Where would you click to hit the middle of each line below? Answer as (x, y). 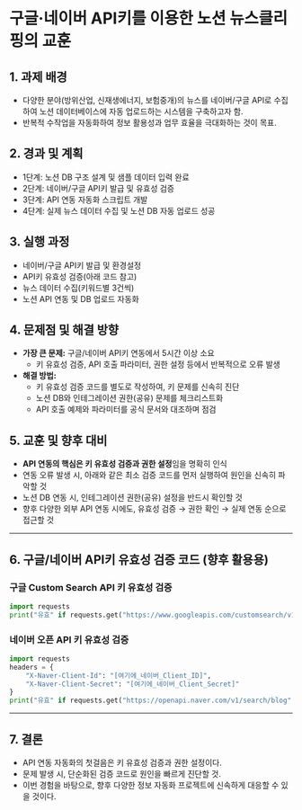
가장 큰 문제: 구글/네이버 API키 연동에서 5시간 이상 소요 (118, 353)
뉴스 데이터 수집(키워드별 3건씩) (78, 288)
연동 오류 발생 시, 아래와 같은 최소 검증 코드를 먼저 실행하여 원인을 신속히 (149, 475)
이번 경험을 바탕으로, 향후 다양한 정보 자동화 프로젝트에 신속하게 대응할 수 (151, 785)
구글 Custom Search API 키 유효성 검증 (91, 587)
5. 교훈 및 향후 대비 (58, 440)
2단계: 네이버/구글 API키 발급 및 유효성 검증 (98, 188)
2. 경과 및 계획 (46, 154)
